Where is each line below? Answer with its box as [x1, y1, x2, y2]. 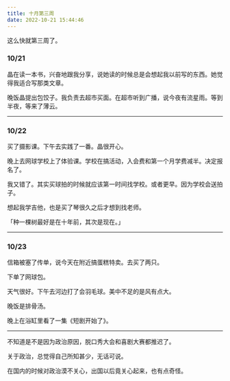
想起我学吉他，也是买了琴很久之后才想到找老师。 [7, 203, 145, 211]
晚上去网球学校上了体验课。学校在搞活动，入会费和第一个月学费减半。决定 [7, 157, 217, 165]
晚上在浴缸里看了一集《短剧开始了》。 [7, 316, 112, 325]
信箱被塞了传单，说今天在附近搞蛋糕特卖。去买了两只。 [7, 258, 163, 266]
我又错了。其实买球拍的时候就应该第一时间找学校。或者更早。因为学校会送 [7, 180, 217, 189]
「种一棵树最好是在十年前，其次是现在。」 [7, 218, 125, 227]
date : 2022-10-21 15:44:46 [7, 16, 84, 23]
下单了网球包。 [7, 273, 49, 281]
